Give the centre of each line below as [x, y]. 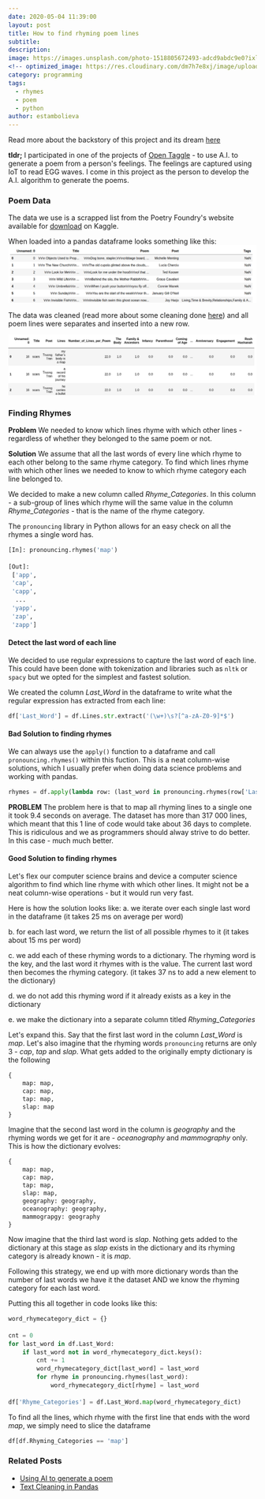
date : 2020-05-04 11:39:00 [52, 17]
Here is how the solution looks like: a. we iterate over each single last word [129, 908]
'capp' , [24, 591]
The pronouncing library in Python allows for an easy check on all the [119, 526]
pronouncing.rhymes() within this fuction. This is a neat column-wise [119, 759]
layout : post [30, 25]
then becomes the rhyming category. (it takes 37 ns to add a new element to [132, 972]
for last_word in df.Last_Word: [61, 1344]
